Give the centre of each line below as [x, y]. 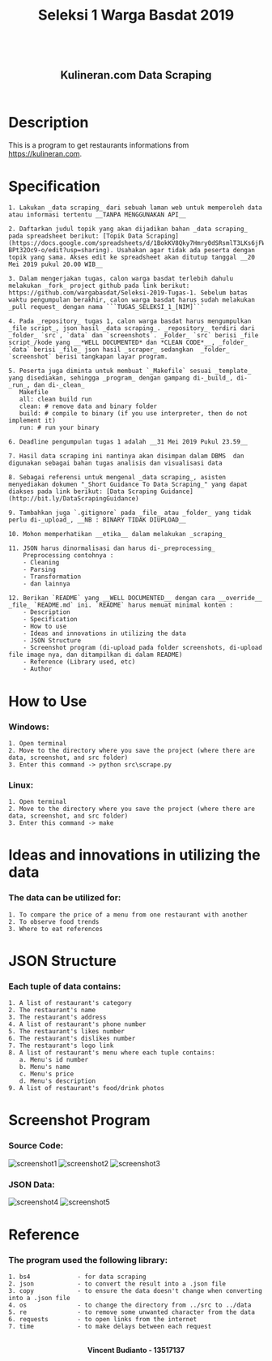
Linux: [21, 785]
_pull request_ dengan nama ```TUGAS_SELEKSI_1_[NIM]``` [106, 307]
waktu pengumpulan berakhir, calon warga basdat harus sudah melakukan [132, 300]
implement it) [32, 421]
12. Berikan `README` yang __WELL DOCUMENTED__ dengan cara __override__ [136, 598]
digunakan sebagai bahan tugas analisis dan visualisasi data [115, 463]
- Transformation [52, 577]
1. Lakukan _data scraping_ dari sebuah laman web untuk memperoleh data [136, 208]
